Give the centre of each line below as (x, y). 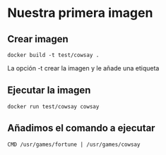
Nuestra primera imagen (80, 13)
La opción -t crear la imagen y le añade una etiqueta (83, 68)
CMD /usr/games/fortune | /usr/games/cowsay (74, 144)
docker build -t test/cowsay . (53, 55)
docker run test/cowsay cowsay (53, 106)
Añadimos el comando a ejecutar (81, 128)
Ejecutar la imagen (49, 91)
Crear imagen (38, 39)
